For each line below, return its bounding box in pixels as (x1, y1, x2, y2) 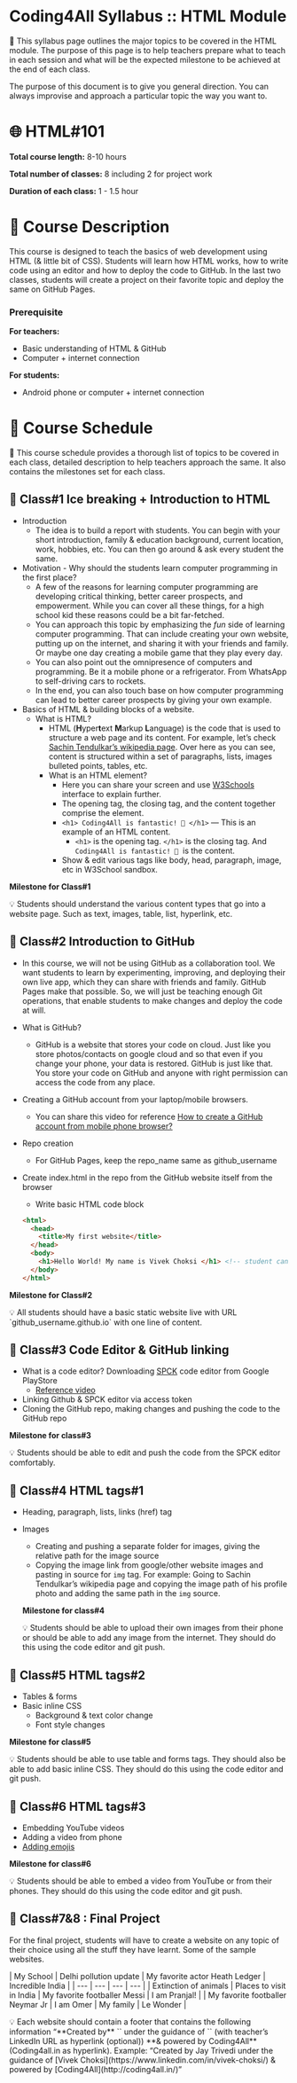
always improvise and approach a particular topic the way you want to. (9, 90, 268, 101)
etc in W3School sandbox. (61, 864, 158, 874)
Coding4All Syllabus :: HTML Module (9, 6, 287, 27)
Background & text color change (35, 1710, 153, 1721)
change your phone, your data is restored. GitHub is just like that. (35, 1058, 273, 1069)
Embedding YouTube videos (21, 1822, 125, 1833)
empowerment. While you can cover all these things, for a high (35, 600, 264, 611)
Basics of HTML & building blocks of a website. (21, 703, 195, 715)
